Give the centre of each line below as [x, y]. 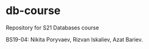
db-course [33, 11]
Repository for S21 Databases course [52, 28]
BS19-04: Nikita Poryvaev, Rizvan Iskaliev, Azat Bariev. [74, 39]
